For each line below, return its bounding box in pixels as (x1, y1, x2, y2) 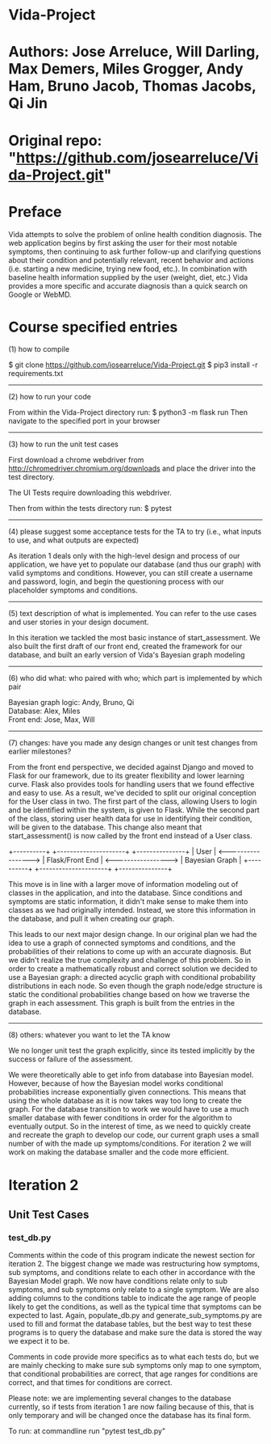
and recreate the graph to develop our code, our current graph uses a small (8, 1130, 260, 1140)
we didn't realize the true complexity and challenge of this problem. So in (8, 956, 252, 965)
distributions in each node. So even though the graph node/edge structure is (8, 981, 264, 991)
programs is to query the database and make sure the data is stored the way (8, 1328, 262, 1337)
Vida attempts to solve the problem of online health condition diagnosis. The (8, 229, 262, 239)
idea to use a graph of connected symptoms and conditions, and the (8, 938, 236, 948)
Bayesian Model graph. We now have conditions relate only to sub (8, 1276, 228, 1286)
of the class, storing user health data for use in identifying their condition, (8, 814, 252, 824)
